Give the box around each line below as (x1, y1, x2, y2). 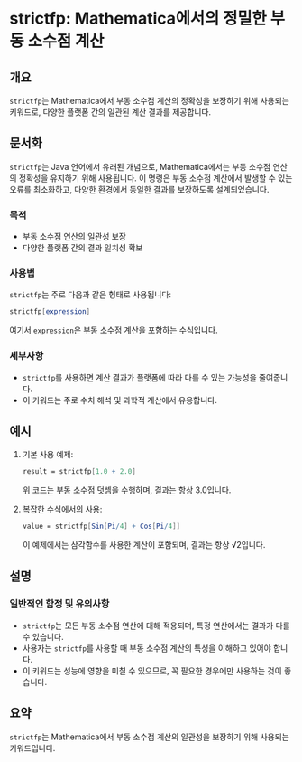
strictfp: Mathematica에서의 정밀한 (9, 8, 268, 29)
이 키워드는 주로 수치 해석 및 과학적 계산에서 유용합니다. (22, 394, 218, 405)
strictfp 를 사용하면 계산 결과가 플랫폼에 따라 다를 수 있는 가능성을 (22, 372, 257, 382)
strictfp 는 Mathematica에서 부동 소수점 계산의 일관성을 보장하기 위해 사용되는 (9, 731, 290, 742)
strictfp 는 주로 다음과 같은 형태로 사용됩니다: (9, 289, 172, 300)
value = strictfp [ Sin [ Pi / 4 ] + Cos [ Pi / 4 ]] (22, 522, 181, 532)
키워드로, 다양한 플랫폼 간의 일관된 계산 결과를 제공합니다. (9, 107, 212, 118)
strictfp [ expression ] (9, 307, 91, 316)
